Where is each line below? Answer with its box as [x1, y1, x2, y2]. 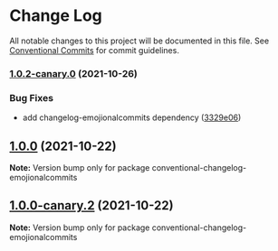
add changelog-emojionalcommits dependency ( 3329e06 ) [22, 112, 242, 123]
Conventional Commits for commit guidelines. [9, 44, 179, 55]
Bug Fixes [9, 91, 54, 104]
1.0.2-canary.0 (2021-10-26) [9, 67, 139, 79]
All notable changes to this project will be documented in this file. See [9, 35, 270, 46]
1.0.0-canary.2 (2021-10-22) [9, 198, 174, 213]
